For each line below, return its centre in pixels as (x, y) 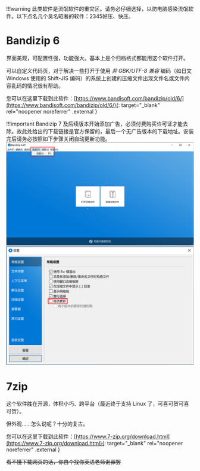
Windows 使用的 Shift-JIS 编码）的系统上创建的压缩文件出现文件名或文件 (96, 78)
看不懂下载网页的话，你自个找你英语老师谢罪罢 (63, 462)
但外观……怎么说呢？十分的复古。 (47, 424)
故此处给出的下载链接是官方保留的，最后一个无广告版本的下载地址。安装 (105, 131)
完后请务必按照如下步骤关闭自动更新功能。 (58, 139)
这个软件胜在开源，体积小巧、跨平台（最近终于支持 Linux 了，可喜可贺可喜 (98, 404)
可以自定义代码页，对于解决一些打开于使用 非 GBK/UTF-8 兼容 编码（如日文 (99, 71)
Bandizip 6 (33, 41)
